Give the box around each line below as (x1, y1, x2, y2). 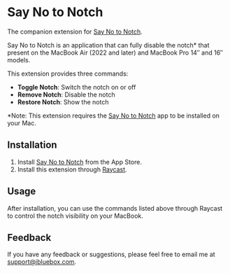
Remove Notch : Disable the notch (17, 90, 115, 99)
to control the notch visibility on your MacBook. (7, 211, 143, 220)
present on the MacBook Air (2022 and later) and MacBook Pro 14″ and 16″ (7, 48, 224, 57)
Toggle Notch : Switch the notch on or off (17, 83, 136, 91)
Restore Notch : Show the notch (17, 97, 109, 106)
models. (7, 55, 31, 64)
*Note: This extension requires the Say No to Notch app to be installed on (7, 111, 220, 120)
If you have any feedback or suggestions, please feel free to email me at (7, 250, 215, 259)
